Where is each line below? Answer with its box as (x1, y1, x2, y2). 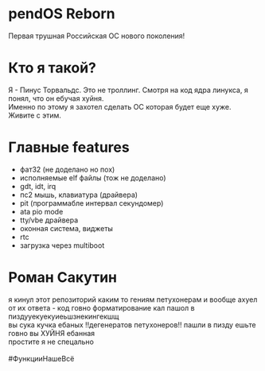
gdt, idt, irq (19, 181, 57, 191)
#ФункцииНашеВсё (8, 354, 75, 363)
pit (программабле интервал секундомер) (19, 198, 164, 207)
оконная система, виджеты (19, 223, 114, 233)
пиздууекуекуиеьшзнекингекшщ (8, 311, 119, 321)
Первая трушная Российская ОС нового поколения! (8, 31, 185, 41)
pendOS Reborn (8, 5, 115, 23)
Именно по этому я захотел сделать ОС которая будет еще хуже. (8, 102, 232, 111)
